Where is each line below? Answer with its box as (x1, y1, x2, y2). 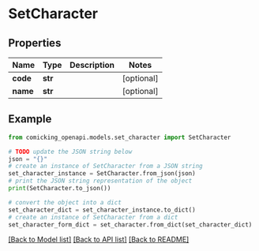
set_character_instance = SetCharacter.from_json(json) (8, 170, 196, 178)
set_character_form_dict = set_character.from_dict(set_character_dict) (8, 220, 253, 229)
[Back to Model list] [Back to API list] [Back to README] (8, 234, 190, 245)
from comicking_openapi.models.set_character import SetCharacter (8, 133, 231, 141)
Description (69, 60, 114, 70)
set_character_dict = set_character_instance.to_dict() (8, 206, 196, 214)
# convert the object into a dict (8, 198, 122, 206)
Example (8, 112, 52, 126)
